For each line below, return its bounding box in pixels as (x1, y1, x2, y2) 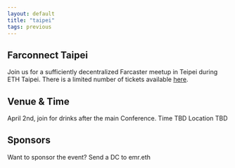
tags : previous (7, 23, 52, 30)
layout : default (7, 10, 55, 17)
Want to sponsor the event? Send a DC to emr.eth (7, 153, 151, 161)
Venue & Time (7, 95, 70, 107)
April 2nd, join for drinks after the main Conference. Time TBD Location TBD (7, 114, 228, 122)
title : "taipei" (7, 17, 55, 24)
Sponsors (7, 134, 51, 146)
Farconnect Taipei (7, 49, 88, 61)
